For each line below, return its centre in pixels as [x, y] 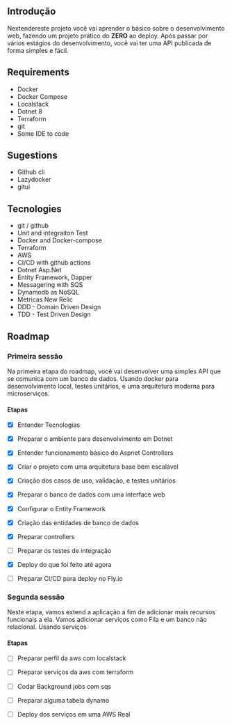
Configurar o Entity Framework [61, 508]
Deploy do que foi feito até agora [64, 564]
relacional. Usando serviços [47, 627]
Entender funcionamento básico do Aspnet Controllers [95, 453]
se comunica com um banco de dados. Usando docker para [93, 378]
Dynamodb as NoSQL [48, 293]
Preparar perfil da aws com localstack [72, 658]
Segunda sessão [36, 597]
